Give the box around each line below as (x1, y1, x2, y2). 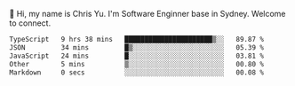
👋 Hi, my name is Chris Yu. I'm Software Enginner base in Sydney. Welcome (9, 9, 286, 19)
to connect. (9, 18, 52, 28)
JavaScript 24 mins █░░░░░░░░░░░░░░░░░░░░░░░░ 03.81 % (9, 51, 265, 60)
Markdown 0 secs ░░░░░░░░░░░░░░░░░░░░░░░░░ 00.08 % (9, 67, 265, 77)
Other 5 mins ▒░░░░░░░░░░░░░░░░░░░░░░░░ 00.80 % (9, 59, 265, 68)
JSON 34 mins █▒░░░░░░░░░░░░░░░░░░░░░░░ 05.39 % (9, 43, 265, 52)
